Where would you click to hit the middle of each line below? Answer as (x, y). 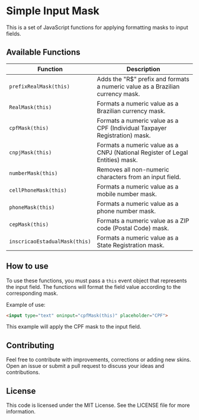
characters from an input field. (139, 177)
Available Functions (44, 52)
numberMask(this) (33, 173)
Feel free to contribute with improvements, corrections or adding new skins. (99, 359)
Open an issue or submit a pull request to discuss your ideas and (85, 366)
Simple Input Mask (53, 11)
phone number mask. (126, 211)
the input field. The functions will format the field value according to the (94, 287)
